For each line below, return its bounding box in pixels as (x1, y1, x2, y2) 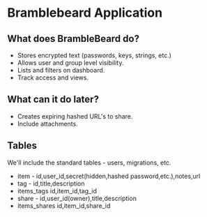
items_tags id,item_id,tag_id (17, 186, 98, 195)
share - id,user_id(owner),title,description (17, 194, 137, 202)
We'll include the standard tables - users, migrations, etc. (7, 158, 171, 167)
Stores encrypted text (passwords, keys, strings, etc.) (17, 51, 172, 59)
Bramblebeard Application (7, 5, 162, 21)
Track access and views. (17, 73, 89, 82)
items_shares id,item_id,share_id (17, 201, 111, 210)
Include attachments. (17, 119, 78, 128)
